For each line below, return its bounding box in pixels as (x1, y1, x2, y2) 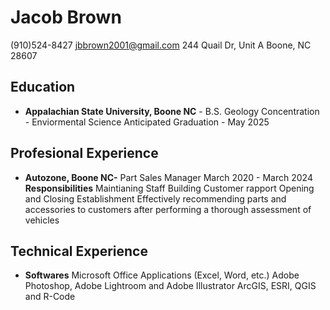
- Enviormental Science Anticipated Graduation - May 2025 (24, 116, 270, 128)
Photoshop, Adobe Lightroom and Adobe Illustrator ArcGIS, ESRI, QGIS (24, 280, 317, 292)
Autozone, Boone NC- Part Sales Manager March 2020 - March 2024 (24, 171, 313, 183)
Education (10, 79, 76, 96)
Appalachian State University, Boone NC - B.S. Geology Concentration (24, 105, 320, 117)
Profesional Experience (10, 145, 159, 162)
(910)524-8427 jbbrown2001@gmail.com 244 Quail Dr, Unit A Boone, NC (10, 39, 312, 51)
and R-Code (24, 291, 76, 303)
